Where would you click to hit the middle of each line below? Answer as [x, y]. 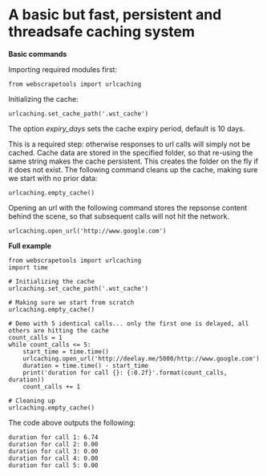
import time [28, 267]
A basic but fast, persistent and [115, 15]
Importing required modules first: [63, 69]
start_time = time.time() [66, 351]
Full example [30, 245]
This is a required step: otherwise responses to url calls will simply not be [129, 144]
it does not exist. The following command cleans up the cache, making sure [133, 169]
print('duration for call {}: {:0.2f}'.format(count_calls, [125, 373]
